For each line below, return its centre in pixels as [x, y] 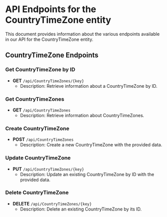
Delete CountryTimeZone [37, 193]
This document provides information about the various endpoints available [82, 34]
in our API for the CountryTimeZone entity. [49, 39]
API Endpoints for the [51, 9]
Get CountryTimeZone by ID [40, 70]
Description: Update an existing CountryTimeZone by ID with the [87, 174]
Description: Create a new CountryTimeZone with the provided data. [91, 145]
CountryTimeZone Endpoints [52, 55]
